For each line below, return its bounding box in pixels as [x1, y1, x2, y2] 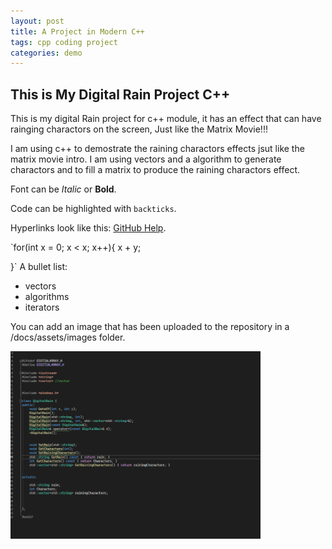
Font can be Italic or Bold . [10, 183, 117, 195]
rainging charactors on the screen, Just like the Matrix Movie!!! [10, 123, 268, 135]
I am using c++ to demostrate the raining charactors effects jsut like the [10, 143, 305, 155]
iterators [24, 301, 60, 314]
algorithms [24, 291, 70, 303]
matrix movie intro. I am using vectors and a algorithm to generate [10, 153, 282, 165]
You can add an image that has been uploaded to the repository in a [10, 321, 290, 333]
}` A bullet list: [10, 261, 68, 273]
